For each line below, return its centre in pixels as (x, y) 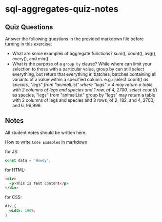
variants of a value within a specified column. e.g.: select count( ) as (80, 79)
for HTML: (15, 170)
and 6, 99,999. (27, 105)
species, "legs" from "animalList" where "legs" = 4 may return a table (82, 85)
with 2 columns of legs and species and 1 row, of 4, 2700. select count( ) (85, 90)
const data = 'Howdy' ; (28, 160)
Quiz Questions (29, 27)
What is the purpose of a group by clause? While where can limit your (82, 64)
